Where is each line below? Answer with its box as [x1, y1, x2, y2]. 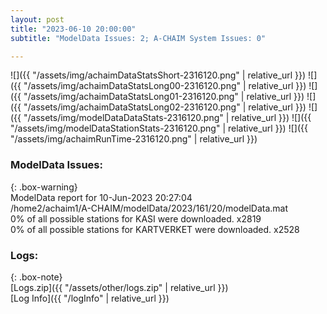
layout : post [10, 14, 65, 25]
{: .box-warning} [10, 181, 78, 193]
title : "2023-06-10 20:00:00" [10, 24, 137, 34]
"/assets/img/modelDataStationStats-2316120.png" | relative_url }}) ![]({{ [10, 122, 308, 135]
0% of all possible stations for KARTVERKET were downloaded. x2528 [10, 223, 300, 235]
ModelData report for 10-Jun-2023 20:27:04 [10, 191, 193, 203]
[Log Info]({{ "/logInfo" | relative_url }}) [10, 292, 170, 304]
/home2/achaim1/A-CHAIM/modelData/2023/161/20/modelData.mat [10, 202, 289, 214]
